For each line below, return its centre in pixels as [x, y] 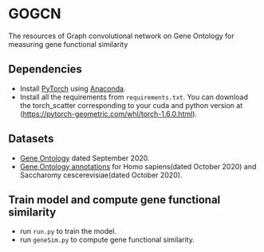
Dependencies [45, 70]
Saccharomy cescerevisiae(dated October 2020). [101, 175]
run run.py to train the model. [68, 231]
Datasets [31, 139]
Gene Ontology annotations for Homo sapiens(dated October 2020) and [138, 166]
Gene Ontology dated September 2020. [85, 158]
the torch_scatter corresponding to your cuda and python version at [131, 105]
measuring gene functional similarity [68, 44]
